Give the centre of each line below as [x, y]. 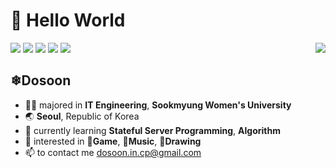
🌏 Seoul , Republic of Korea [82, 116]
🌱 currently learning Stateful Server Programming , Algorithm [152, 130]
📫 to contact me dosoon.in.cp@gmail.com [113, 152]
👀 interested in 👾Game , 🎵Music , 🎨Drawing [113, 141]
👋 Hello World [68, 20]
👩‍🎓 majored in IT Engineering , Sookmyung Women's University [158, 105]
